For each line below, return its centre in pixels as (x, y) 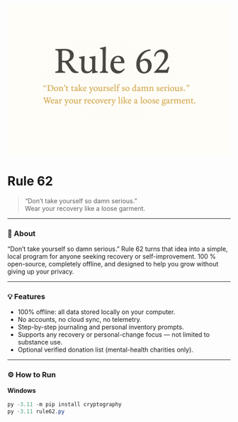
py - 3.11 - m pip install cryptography (64, 404)
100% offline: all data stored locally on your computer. (96, 312)
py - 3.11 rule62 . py (36, 412)
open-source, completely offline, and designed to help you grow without (113, 264)
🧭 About (22, 233)
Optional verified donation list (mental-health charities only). (105, 350)
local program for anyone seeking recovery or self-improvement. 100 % (112, 256)
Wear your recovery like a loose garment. (85, 208)
